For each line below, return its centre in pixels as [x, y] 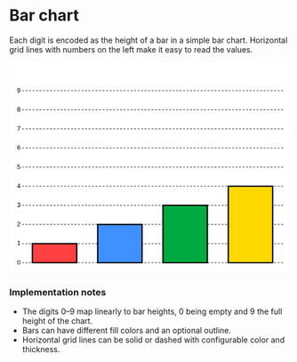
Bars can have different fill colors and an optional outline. [126, 331]
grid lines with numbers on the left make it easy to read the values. [131, 49]
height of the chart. [57, 321]
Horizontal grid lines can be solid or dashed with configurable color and [153, 340]
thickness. [41, 350]
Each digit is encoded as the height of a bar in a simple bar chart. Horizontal [148, 40]
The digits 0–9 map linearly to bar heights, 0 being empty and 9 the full [152, 311]
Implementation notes [58, 292]
